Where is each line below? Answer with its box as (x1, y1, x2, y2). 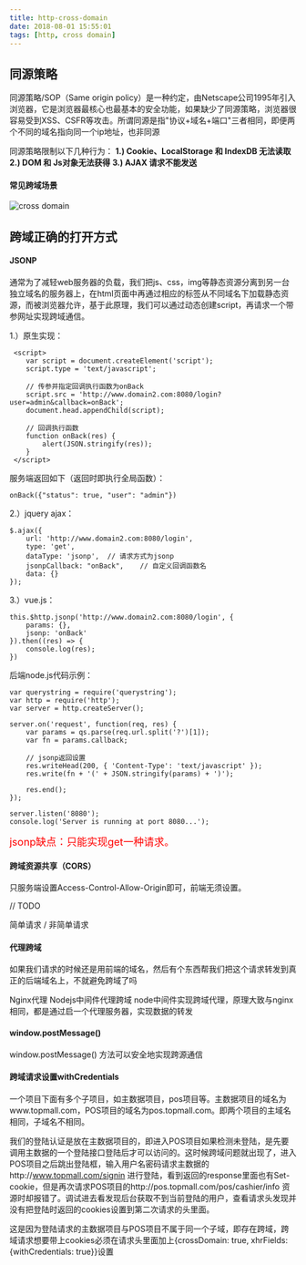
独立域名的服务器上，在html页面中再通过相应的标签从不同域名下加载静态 (9, 288, 281, 299)
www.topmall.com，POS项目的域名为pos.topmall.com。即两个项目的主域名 (9, 1105, 291, 1116)
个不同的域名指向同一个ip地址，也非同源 (9, 127, 160, 138)
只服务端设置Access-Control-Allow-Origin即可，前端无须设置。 (9, 882, 247, 893)
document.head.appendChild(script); (25, 406, 166, 415)
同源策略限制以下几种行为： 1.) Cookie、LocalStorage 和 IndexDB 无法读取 (9, 146, 291, 157)
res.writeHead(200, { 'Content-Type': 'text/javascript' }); (25, 761, 262, 770)
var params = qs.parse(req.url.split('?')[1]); (25, 727, 209, 736)
